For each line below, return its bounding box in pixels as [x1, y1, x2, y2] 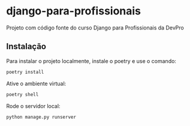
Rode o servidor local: [6, 102, 61, 109]
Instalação [6, 41, 47, 52]
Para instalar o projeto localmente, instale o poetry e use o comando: [6, 57, 177, 64]
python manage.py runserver [6, 114, 77, 120]
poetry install [6, 69, 44, 75]
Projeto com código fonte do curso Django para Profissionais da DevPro [6, 24, 184, 31]
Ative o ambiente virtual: [6, 80, 67, 87]
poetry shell [6, 91, 39, 97]
